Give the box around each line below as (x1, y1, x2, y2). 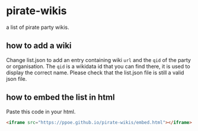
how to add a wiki (6, 41, 72, 51)
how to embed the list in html (6, 93, 115, 103)
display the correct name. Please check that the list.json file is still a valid (6, 69, 184, 76)
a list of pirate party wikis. (6, 24, 69, 31)
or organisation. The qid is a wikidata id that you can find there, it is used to (6, 63, 191, 70)
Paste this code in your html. (6, 108, 76, 115)
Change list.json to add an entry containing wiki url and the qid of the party (6, 56, 191, 63)
